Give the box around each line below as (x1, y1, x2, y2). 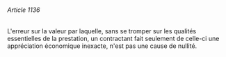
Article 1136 (7, 6, 40, 14)
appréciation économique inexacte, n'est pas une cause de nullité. (7, 42, 197, 50)
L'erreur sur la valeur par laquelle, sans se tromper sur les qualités (7, 27, 197, 35)
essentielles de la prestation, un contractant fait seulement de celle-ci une (7, 35, 220, 43)
